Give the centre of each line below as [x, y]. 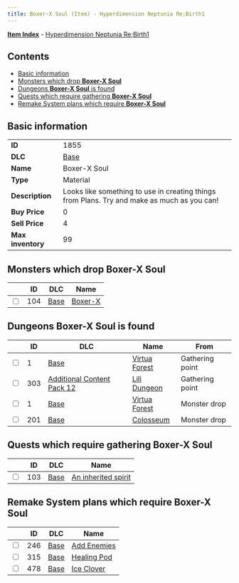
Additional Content [79, 379]
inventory [28, 244]
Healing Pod [92, 557]
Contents [28, 57]
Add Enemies [94, 545]
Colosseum [151, 419]
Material [76, 180]
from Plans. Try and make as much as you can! [141, 200]
